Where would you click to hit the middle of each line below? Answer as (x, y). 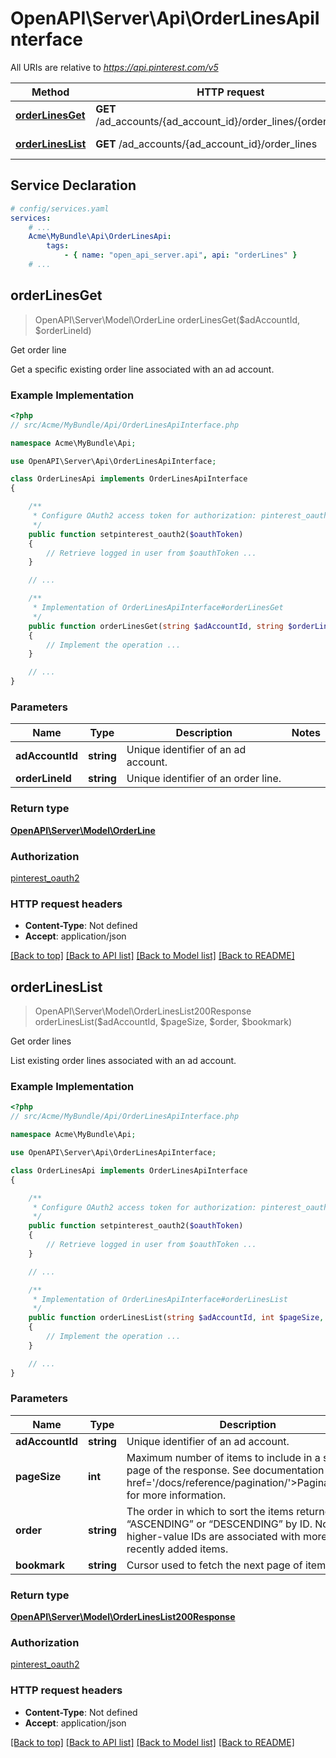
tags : (58, 246)
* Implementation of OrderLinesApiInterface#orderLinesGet (158, 608)
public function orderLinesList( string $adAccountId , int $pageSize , (176, 1318)
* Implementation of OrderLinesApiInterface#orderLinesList (160, 1299)
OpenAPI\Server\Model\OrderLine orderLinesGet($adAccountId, (167, 319)
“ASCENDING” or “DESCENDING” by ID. (219, 1524)
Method (50, 92)
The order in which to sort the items (210, 1511)
